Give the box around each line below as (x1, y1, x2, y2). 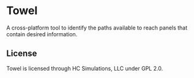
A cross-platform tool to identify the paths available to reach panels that (6, 24, 188, 31)
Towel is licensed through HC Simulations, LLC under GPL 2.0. (6, 64, 163, 72)
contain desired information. (6, 30, 78, 37)
